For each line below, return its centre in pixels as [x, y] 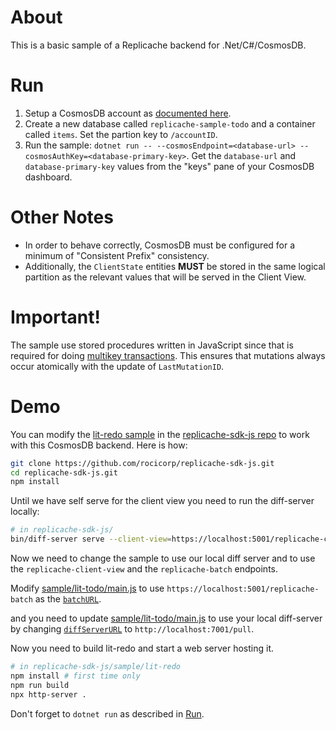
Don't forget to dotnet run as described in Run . [107, 713]
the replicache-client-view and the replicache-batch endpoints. [144, 569]
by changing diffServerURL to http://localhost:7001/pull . [132, 629]
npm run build [40, 685]
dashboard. [48, 177]
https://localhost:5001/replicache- [243, 589]
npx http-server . [48, 694]
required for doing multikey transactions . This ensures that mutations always [168, 355]
